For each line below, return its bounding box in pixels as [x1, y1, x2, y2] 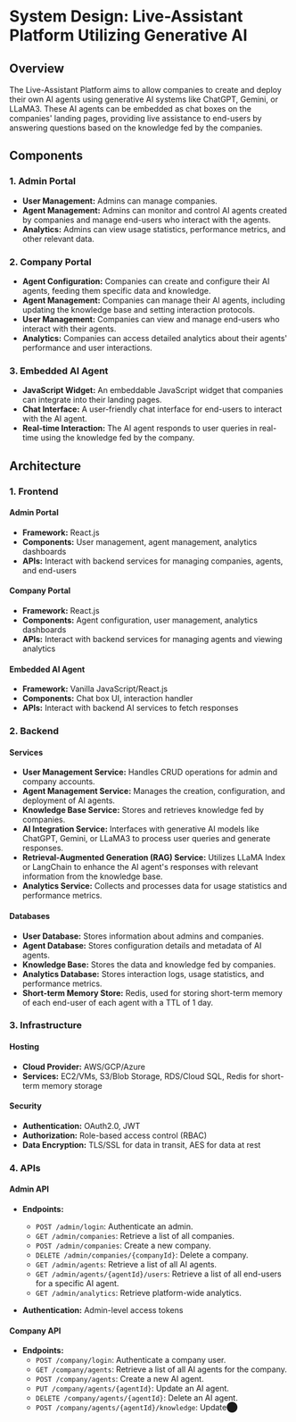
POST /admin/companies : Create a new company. [35, 1240, 211, 1251]
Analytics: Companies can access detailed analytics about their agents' [21, 332, 288, 343]
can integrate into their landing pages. [21, 395, 162, 406]
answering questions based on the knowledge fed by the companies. [9, 122, 263, 133]
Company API [9, 1325, 62, 1336]
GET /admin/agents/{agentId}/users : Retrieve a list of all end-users [35, 1268, 283, 1279]
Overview [9, 61, 65, 76]
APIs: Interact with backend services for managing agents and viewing [21, 634, 283, 644]
